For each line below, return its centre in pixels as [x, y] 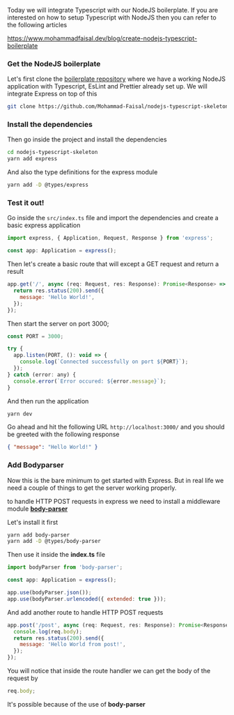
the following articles [37, 25]
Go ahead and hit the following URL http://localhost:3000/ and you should [116, 427]
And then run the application [48, 401]
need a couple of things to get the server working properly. [92, 488]
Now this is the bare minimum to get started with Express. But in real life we [116, 480]
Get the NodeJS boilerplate [54, 63]
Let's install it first [33, 522]
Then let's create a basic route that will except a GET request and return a [113, 264]
